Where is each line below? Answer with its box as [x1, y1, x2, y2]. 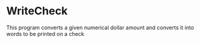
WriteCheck [6, 4, 68, 18]
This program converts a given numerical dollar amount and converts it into [6, 24, 195, 31]
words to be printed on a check [6, 30, 85, 37]
